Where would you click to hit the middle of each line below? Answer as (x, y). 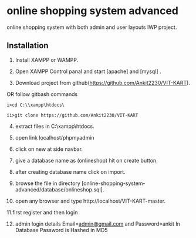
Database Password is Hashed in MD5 (61, 230)
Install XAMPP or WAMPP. (47, 59)
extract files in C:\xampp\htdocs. (55, 126)
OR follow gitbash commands (42, 94)
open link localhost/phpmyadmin (55, 137)
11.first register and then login (42, 212)
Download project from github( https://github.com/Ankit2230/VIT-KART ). (102, 82)
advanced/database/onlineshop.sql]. (60, 189)
